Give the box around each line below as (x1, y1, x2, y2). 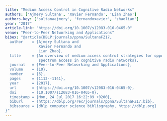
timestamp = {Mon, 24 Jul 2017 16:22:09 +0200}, (9, 94, 112, 99)
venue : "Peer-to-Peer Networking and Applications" (5, 30, 114, 35)
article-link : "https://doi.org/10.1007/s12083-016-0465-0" (5, 26, 133, 31)
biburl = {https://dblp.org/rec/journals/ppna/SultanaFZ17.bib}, (9, 99, 155, 104)
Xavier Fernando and (38, 44, 81, 49)
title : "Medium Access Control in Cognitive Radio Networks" (5, 7, 135, 12)
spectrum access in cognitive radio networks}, (38, 58, 139, 63)
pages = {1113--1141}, (9, 76, 66, 81)
